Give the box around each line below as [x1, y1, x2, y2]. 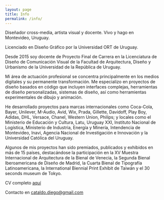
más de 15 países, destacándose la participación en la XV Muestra [5, 150, 139, 156]
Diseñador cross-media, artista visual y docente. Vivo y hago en [5, 30, 134, 36]
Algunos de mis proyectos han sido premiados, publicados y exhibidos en [5, 145, 154, 151]
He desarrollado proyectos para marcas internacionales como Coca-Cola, [5, 104, 154, 110]
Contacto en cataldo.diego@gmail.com [5, 189, 84, 196]
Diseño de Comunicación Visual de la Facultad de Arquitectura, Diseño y [5, 59, 151, 65]
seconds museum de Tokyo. [5, 171, 62, 177]
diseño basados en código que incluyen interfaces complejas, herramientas [5, 84, 158, 90]
